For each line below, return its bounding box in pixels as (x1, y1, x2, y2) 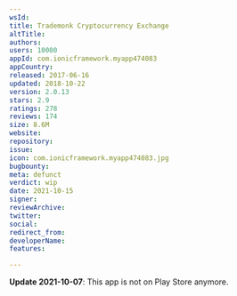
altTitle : (9, 29, 46, 38)
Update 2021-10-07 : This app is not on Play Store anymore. (9, 276, 229, 287)
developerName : (9, 236, 66, 245)
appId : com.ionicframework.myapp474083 (9, 54, 158, 63)
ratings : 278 (9, 104, 58, 113)
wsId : (9, 12, 29, 22)
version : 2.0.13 (9, 87, 69, 96)
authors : (9, 37, 42, 47)
